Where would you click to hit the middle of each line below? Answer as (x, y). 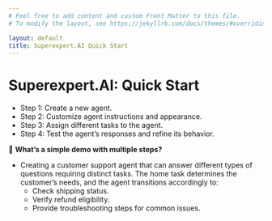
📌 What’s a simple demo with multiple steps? (85, 150)
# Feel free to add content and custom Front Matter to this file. (125, 16)
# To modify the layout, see (57, 23)
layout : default (36, 38)
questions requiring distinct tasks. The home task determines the (128, 174)
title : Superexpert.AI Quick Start (68, 45)
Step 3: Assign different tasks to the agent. (91, 125)
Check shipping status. (70, 191)
